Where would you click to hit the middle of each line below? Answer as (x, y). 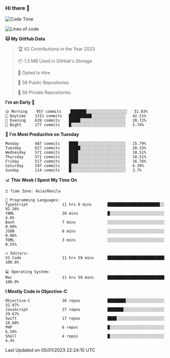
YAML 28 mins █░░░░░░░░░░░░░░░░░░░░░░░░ (85, 214)
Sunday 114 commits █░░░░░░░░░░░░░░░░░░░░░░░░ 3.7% (74, 170)
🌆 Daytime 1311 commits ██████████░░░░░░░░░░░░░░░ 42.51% (76, 116)
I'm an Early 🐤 (20, 102)
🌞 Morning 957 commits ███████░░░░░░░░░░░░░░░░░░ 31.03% (77, 112)
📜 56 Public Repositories (43, 83)
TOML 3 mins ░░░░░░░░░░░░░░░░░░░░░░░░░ (85, 240)
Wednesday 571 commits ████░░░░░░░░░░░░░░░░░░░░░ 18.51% (76, 153)
